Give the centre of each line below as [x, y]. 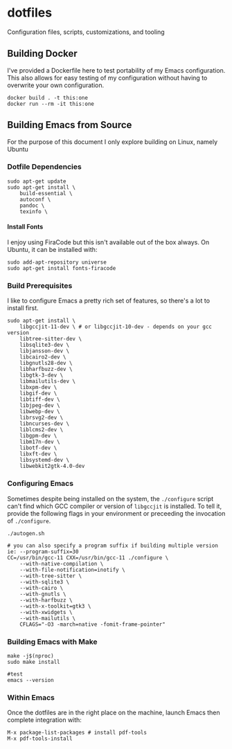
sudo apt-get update [37, 181]
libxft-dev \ [38, 454]
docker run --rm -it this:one [51, 104]
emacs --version [30, 680]
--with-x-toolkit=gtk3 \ [55, 606]
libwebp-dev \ [40, 412]
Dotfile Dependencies [44, 167]
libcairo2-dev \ [43, 357]
